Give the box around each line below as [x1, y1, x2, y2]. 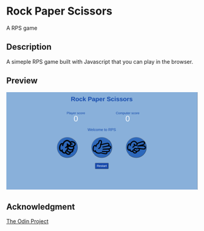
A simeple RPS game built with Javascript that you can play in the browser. [6, 58, 193, 65]
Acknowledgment [6, 201, 75, 212]
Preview [6, 76, 38, 86]
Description [6, 42, 52, 52]
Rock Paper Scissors [6, 4, 112, 18]
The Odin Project [6, 218, 49, 225]
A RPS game [6, 24, 38, 32]
